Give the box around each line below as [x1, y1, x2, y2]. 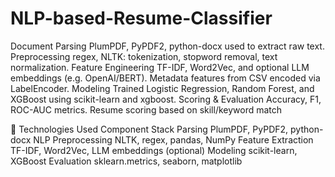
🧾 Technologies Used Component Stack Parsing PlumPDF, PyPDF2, [10, 123, 289, 135]
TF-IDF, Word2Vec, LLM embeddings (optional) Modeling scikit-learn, [10, 144, 298, 156]
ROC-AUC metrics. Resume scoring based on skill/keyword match [10, 103, 283, 116]
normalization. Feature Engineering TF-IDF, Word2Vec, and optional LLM [10, 61, 310, 73]
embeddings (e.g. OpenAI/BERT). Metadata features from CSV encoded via [10, 72, 321, 84]
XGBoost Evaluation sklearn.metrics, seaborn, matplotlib [10, 155, 243, 167]
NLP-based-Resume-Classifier [10, 7, 273, 30]
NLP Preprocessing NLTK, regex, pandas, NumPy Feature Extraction [33, 133, 314, 146]
